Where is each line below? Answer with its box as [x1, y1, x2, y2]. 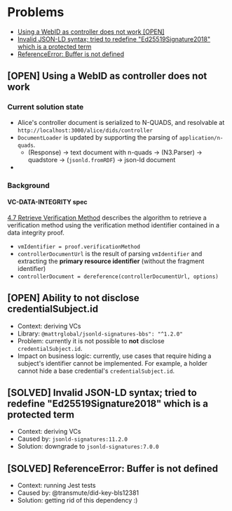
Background [7, 180, 50, 190]
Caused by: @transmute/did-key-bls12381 [17, 489, 139, 497]
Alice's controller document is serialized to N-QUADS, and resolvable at [17, 118, 225, 126]
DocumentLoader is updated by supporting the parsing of [17, 133, 178, 141]
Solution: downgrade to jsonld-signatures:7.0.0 [17, 442, 159, 451]
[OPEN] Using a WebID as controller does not [7, 70, 207, 82]
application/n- [179, 134, 224, 141]
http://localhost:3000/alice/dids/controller [17, 127, 153, 134]
